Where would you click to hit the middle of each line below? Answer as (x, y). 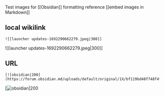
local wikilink (26, 28)
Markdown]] (18, 12)
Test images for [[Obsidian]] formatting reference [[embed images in (74, 7)
